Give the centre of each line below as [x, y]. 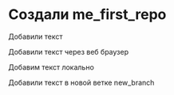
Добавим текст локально [51, 67]
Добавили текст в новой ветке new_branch [81, 82]
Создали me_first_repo [87, 15]
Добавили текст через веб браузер [69, 51]
